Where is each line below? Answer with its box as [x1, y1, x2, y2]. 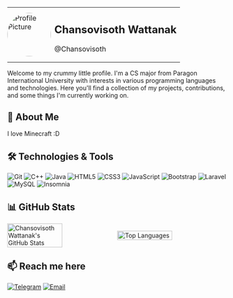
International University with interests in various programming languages [7, 76, 216, 84]
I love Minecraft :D [7, 130, 60, 138]
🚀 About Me [7, 111, 59, 123]
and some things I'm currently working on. [7, 91, 129, 100]
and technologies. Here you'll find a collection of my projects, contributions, [7, 84, 225, 92]
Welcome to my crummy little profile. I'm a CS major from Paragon [7, 69, 197, 77]
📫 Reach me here [7, 260, 86, 272]
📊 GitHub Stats [7, 201, 75, 213]
